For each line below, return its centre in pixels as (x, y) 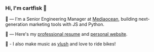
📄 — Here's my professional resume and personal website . (66, 34)
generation (16, 24)
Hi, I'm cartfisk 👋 (26, 8)
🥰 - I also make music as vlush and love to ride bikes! (61, 44)
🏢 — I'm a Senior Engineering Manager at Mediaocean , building (71, 19)
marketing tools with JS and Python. (67, 24)
